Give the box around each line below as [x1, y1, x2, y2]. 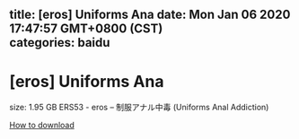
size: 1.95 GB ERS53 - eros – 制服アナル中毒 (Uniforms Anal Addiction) [9, 102, 269, 113]
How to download [9, 120, 75, 131]
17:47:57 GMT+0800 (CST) [9, 22, 163, 37]
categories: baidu [9, 35, 110, 50]
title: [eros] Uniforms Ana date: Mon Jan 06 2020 [9, 7, 291, 22]
